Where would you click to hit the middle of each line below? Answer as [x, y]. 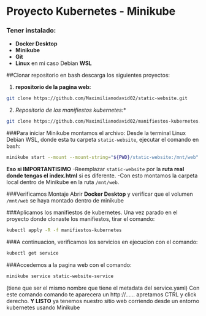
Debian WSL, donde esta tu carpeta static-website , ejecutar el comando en [103, 140]
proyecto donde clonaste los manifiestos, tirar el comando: [81, 219]
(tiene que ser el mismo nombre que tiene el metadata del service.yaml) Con [103, 288]
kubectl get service [33, 253]
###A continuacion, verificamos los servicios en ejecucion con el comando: [102, 242]
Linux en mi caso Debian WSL [53, 63]
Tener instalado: [31, 31]
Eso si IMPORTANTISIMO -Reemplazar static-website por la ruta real [95, 169]
